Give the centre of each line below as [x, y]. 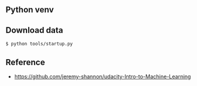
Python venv [30, 10]
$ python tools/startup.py [39, 44]
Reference [25, 62]
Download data [34, 30]
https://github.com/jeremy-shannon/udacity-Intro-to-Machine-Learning [102, 76]
